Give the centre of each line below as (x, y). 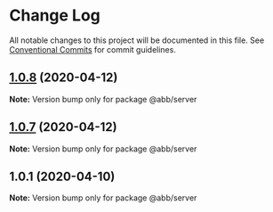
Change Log (55, 16)
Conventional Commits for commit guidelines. (92, 49)
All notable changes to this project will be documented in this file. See (137, 40)
